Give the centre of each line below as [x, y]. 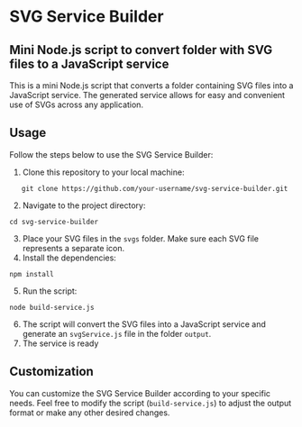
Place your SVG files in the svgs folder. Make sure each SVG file [141, 238]
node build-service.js [52, 307]
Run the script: [50, 291]
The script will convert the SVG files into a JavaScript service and [144, 324]
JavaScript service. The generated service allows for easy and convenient [147, 95]
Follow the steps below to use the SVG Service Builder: [111, 154]
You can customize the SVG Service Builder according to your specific [140, 393]
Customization [52, 372]
